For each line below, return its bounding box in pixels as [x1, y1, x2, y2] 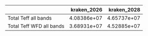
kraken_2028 [108, 6, 141, 13]
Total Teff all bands [7, 15, 52, 21]
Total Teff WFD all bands [7, 23, 65, 29]
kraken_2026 [71, 6, 103, 13]
